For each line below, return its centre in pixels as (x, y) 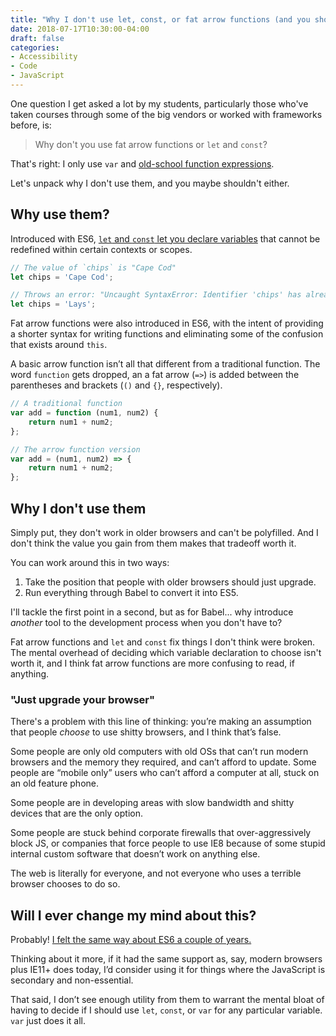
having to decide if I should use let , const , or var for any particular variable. (166, 1010)
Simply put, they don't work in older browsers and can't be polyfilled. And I (164, 532)
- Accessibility (44, 57)
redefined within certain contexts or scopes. (101, 249)
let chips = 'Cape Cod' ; (62, 277)
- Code (24, 66)
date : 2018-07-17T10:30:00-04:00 (80, 29)
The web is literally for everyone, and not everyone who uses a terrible (156, 873)
